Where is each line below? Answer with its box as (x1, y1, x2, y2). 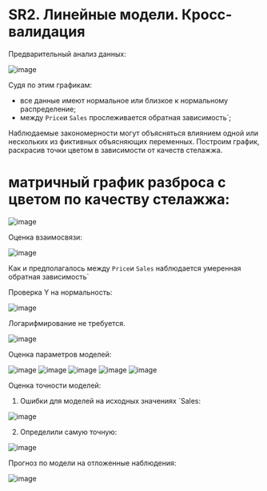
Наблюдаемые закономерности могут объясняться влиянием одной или (8, 128, 258, 138)
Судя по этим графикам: (8, 80, 93, 90)
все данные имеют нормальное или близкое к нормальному (19, 95, 229, 105)
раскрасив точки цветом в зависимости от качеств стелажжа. (8, 145, 223, 155)
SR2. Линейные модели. (8, 6, 179, 24)
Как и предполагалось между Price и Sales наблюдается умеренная (8, 263, 241, 273)
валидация (8, 22, 86, 41)
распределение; (19, 104, 76, 114)
